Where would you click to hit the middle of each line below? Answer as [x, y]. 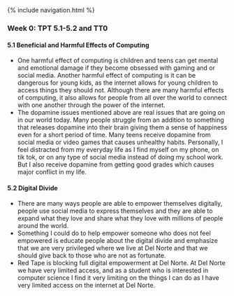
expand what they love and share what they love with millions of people [120, 218]
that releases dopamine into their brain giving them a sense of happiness [122, 127]
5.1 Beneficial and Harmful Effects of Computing [78, 45]
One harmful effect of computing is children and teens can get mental [118, 61]
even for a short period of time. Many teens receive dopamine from [114, 135]
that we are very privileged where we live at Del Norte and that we [112, 248]
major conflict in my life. [52, 172]
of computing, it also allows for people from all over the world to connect [122, 98]
